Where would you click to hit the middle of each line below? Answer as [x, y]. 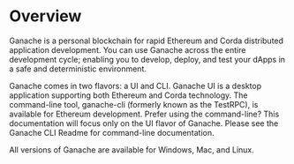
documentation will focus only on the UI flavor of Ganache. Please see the [144, 123]
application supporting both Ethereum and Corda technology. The [128, 95]
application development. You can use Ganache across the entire [128, 49]
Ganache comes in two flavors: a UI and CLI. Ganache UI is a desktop [136, 86]
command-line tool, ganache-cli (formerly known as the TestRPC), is [134, 104]
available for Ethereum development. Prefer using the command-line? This [144, 114]
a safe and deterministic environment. [78, 69]
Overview [45, 16]
